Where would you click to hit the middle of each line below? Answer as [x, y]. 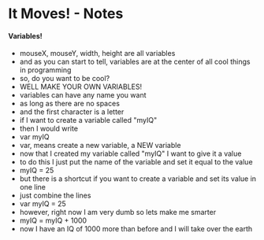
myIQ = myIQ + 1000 [53, 220]
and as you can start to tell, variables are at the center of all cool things [135, 62]
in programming [45, 70]
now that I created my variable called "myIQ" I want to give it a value [130, 153]
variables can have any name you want [83, 95]
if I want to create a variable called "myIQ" [88, 120]
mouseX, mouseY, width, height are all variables [97, 54]
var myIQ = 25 [43, 204]
